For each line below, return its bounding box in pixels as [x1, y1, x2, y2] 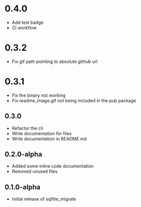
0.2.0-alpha [4, 150, 43, 159]
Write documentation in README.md [11, 136, 87, 141]
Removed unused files [11, 168, 58, 174]
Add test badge [11, 19, 44, 25]
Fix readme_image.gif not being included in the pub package [11, 97, 136, 103]
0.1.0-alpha [4, 183, 41, 191]
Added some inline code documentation [11, 163, 94, 169]
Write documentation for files [11, 130, 72, 137]
